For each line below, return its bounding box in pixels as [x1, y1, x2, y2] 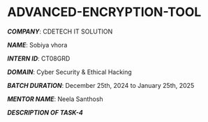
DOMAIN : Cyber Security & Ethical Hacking [7, 68, 133, 76]
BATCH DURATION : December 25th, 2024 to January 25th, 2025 [7, 81, 195, 89]
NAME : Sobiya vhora [7, 40, 68, 49]
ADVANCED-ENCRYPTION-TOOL [7, 4, 202, 20]
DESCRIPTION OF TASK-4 [7, 108, 84, 116]
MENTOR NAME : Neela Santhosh [7, 95, 103, 103]
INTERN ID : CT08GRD [7, 54, 70, 63]
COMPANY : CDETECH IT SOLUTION [7, 27, 113, 36]
